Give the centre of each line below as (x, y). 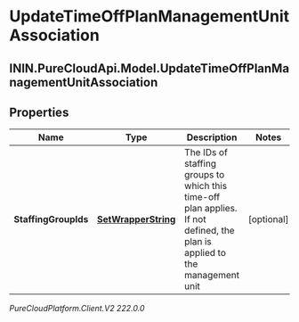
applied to (205, 253)
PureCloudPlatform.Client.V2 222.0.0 (77, 309)
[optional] (268, 219)
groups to (204, 175)
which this (206, 186)
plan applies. (210, 209)
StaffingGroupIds (51, 219)
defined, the (209, 231)
